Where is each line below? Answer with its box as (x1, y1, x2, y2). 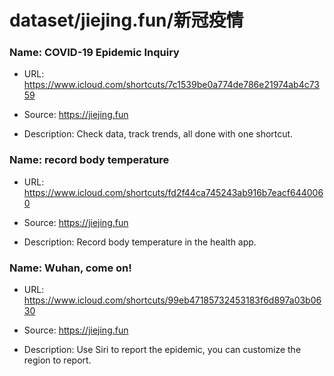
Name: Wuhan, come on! (9, 261, 132, 275)
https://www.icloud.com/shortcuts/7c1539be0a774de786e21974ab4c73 (23, 79, 321, 91)
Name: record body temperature (9, 153, 170, 167)
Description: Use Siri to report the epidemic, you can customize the (23, 344, 302, 356)
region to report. (23, 354, 92, 366)
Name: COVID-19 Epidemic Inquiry (9, 46, 180, 60)
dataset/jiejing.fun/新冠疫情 (9, 9, 244, 32)
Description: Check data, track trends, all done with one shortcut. (23, 128, 294, 140)
